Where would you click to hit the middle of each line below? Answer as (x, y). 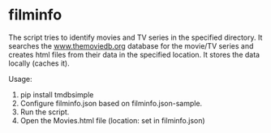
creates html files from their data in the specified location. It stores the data (134, 54)
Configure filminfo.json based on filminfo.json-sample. (111, 103)
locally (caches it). (39, 63)
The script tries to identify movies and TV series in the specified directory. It (135, 37)
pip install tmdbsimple (57, 94)
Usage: (20, 79)
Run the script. (45, 112)
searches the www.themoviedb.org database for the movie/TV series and (131, 45)
